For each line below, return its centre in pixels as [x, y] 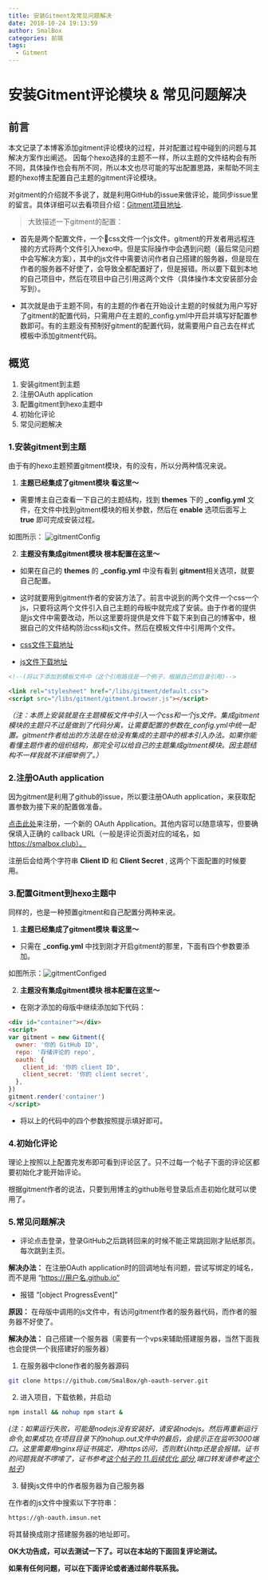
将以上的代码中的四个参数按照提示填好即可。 [93, 1120]
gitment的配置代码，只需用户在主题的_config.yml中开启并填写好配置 [139, 316]
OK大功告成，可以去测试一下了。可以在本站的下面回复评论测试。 [115, 1551]
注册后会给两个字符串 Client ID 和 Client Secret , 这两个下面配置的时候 [124, 861]
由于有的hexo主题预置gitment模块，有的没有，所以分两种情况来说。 [120, 466]
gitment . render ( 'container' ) [57, 1097]
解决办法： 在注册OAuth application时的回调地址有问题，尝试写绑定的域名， [133, 1268]
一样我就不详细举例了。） [62, 755]
